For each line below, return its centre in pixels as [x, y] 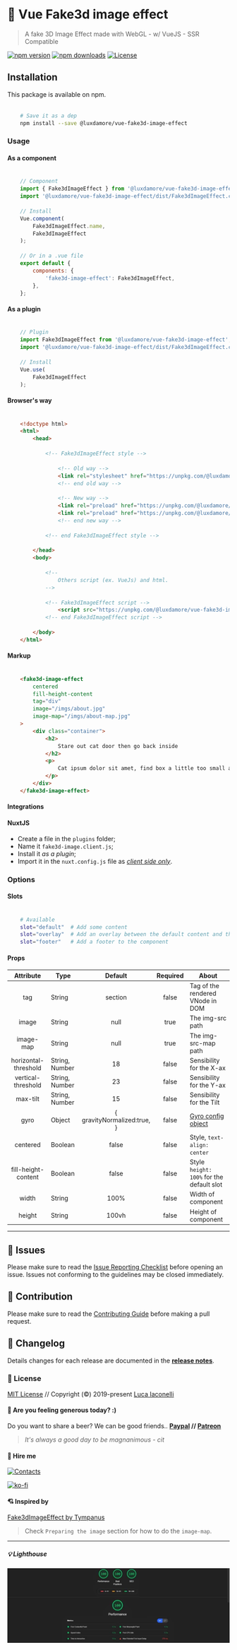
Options [21, 879]
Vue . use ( [33, 369]
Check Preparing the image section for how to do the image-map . [118, 1531]
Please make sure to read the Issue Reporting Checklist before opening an [115, 1266]
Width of [202, 1194]
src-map [202, 1043]
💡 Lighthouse [27, 1554]
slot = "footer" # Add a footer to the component [95, 942]
